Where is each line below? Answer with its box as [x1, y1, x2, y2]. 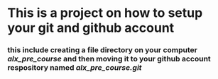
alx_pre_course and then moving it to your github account [7, 54, 211, 64]
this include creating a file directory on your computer [7, 45, 197, 55]
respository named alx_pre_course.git [7, 63, 142, 73]
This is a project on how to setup [7, 5, 203, 21]
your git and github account [7, 20, 175, 36]
